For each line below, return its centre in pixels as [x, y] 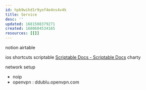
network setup [20, 67]
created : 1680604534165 [30, 29]
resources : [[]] [22, 33]
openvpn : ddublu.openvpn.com [46, 82]
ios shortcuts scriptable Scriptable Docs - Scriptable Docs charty [73, 57]
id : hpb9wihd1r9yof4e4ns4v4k [36, 10]
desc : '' [14, 19]
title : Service [21, 15]
